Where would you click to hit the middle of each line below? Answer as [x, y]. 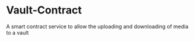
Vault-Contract [44, 10]
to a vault [18, 32]
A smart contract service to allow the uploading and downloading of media [97, 26]
